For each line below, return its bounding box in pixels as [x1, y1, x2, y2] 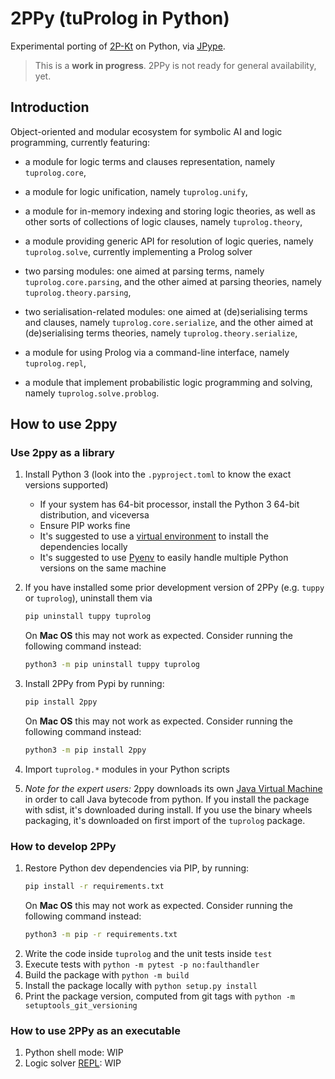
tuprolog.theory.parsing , [24, 286, 132, 298]
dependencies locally [39, 541, 128, 553]
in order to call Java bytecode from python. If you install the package [24, 793, 310, 805]
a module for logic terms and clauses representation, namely [24, 155, 276, 167]
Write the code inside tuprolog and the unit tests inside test [24, 947, 273, 959]
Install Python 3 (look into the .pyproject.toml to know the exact [24, 468, 292, 481]
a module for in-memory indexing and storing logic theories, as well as [24, 205, 316, 217]
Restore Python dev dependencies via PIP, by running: [24, 862, 250, 874]
